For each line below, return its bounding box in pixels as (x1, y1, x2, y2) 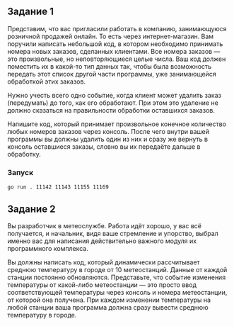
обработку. (7, 150, 41, 158)
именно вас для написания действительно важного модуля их (7, 237, 197, 245)
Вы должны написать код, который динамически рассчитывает (7, 258, 200, 266)
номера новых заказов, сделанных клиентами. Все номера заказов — (7, 47, 221, 55)
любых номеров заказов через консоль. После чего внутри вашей (7, 127, 210, 135)
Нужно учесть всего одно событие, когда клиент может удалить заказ (7, 91, 221, 99)
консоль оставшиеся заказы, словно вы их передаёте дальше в (7, 142, 201, 151)
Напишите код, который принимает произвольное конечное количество (7, 120, 227, 128)
